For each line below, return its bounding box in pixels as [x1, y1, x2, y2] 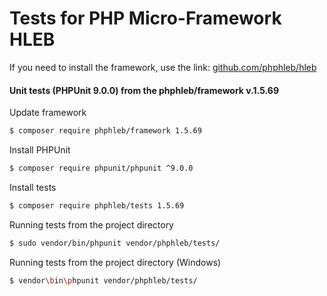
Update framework [9, 107, 87, 119]
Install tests [9, 181, 57, 193]
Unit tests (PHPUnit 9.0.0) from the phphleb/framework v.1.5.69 [9, 84, 280, 96]
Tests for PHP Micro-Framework [9, 7, 282, 30]
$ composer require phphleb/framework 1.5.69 [9, 126, 202, 136]
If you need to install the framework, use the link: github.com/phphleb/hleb [9, 61, 317, 73]
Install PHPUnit [9, 144, 71, 156]
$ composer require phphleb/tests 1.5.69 [9, 200, 185, 211]
